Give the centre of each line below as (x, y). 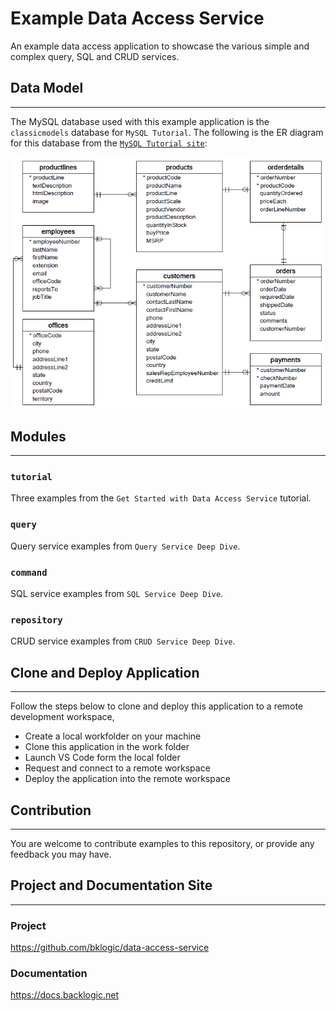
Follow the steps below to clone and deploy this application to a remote (157, 706)
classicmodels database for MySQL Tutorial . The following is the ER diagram (167, 132)
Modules (38, 436)
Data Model (47, 88)
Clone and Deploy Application (105, 672)
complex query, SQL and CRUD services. (95, 56)
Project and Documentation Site (111, 885)
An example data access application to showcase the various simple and (160, 46)
